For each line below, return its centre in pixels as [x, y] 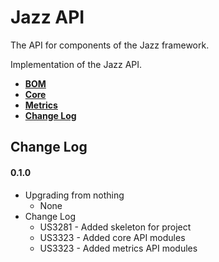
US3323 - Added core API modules [112, 237]
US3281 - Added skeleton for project [115, 227]
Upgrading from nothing [74, 195]
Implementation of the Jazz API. [76, 64]
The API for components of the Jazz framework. [110, 45]
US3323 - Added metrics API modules [118, 248]
